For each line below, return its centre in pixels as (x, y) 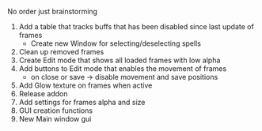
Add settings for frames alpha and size (82, 102)
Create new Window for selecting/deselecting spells (116, 43)
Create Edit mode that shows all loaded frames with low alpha (120, 60)
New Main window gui (55, 119)
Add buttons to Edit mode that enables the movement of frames (123, 69)
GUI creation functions (55, 110)
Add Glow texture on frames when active (85, 85)
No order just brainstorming (53, 11)
